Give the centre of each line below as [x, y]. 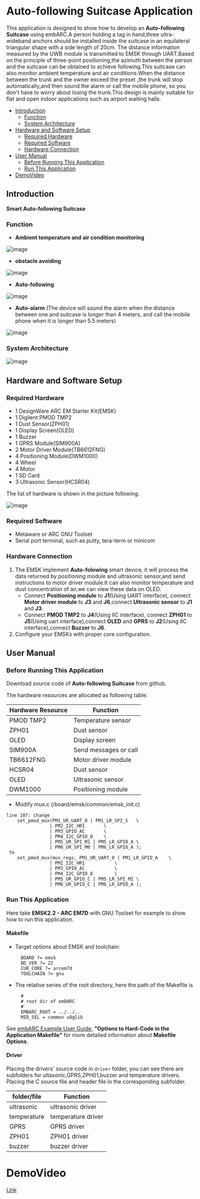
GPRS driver [68, 1127]
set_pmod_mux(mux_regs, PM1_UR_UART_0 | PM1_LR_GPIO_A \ [94, 858]
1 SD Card [27, 476]
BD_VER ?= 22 [37, 963]
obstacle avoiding [38, 261]
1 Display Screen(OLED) [44, 430]
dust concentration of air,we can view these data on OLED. [88, 589]
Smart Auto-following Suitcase [46, 209]
